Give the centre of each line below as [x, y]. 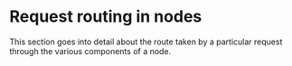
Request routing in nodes [106, 17]
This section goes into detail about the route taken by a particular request [146, 42]
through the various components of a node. [90, 51]
